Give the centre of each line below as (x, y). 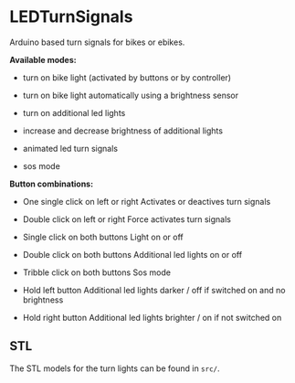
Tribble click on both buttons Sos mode (97, 272)
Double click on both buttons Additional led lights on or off (132, 254)
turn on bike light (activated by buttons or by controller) (126, 77)
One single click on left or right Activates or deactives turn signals (147, 201)
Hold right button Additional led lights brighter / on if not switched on (152, 317)
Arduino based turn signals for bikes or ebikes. (97, 42)
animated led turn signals (70, 148)
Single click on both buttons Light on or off (103, 237)
